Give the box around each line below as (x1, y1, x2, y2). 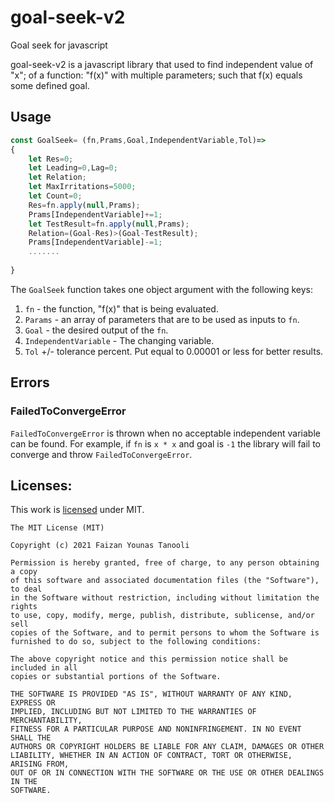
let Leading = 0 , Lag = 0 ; (28, 163, 118, 173)
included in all (10, 663, 78, 673)
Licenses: (10, 477, 73, 494)
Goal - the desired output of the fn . (24, 324, 169, 336)
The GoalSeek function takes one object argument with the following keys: (10, 283, 313, 295)
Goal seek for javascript (10, 39, 108, 51)
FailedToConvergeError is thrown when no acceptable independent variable (10, 427, 321, 439)
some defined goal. (10, 79, 90, 91)
